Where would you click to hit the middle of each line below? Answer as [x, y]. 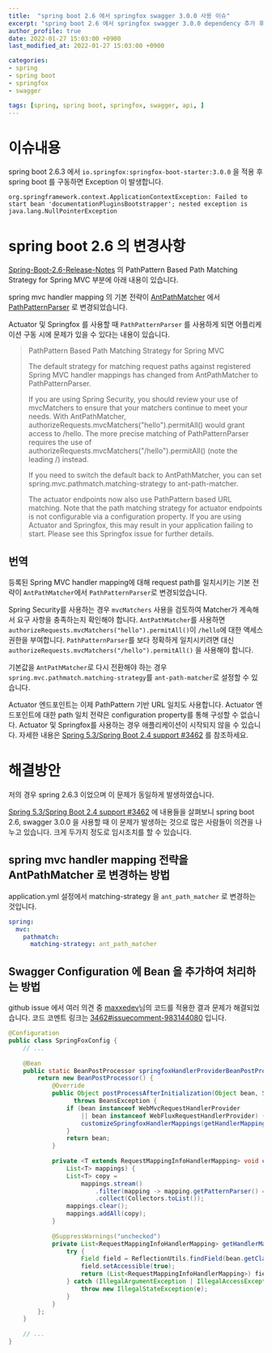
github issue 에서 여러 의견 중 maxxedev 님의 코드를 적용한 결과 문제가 [120, 1007]
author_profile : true [45, 31]
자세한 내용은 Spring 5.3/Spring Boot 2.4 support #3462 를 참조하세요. [134, 735]
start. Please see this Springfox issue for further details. [121, 534]
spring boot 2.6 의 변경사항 [97, 246]
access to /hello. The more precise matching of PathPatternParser [138, 434]
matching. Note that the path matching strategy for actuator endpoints [145, 508]
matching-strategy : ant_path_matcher [93, 944]
